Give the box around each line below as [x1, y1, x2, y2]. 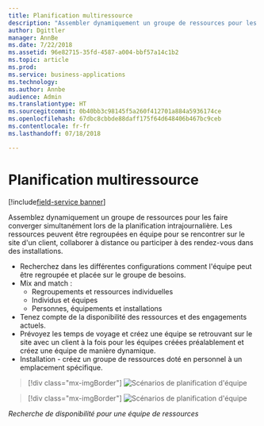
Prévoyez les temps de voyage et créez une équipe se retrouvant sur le [19, 328, 253, 338]
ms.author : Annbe [8, 85, 66, 94]
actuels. [19, 320, 46, 330]
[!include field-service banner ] [8, 197, 106, 206]
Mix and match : [19, 278, 73, 288]
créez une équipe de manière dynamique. [19, 346, 156, 355]
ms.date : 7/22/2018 [8, 41, 73, 49]
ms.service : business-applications [8, 71, 126, 79]
